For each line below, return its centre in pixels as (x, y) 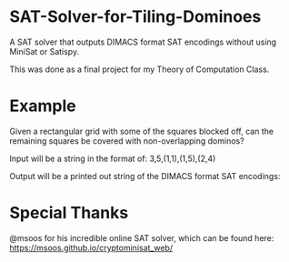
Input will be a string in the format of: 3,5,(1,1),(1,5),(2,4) (113, 158)
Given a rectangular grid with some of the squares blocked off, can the (142, 131)
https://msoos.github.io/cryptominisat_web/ (91, 247)
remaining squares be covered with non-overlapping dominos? (127, 141)
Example (43, 106)
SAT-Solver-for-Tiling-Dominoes (135, 17)
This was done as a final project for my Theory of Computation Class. (140, 69)
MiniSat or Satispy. (45, 51)
